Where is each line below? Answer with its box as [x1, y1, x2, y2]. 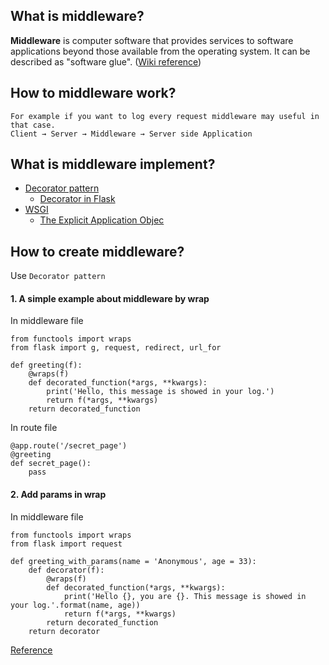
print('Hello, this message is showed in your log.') [46, 387, 275, 397]
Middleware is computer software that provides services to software [10, 34, 294, 46]
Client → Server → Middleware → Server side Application [10, 129, 253, 139]
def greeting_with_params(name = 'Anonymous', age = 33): [10, 556, 257, 566]
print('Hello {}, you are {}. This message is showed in [63, 591, 307, 601]
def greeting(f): [10, 360, 83, 371]
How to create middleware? [10, 243, 185, 260]
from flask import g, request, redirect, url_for [10, 343, 222, 353]
